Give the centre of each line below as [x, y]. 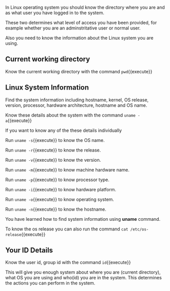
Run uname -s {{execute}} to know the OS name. [55, 140]
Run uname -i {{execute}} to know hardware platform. [61, 189]
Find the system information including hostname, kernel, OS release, [77, 100]
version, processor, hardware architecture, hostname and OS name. [76, 105]
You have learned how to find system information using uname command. [83, 219]
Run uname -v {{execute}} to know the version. [53, 160]
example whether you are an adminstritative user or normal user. [73, 28]
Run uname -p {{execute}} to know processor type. [57, 180]
